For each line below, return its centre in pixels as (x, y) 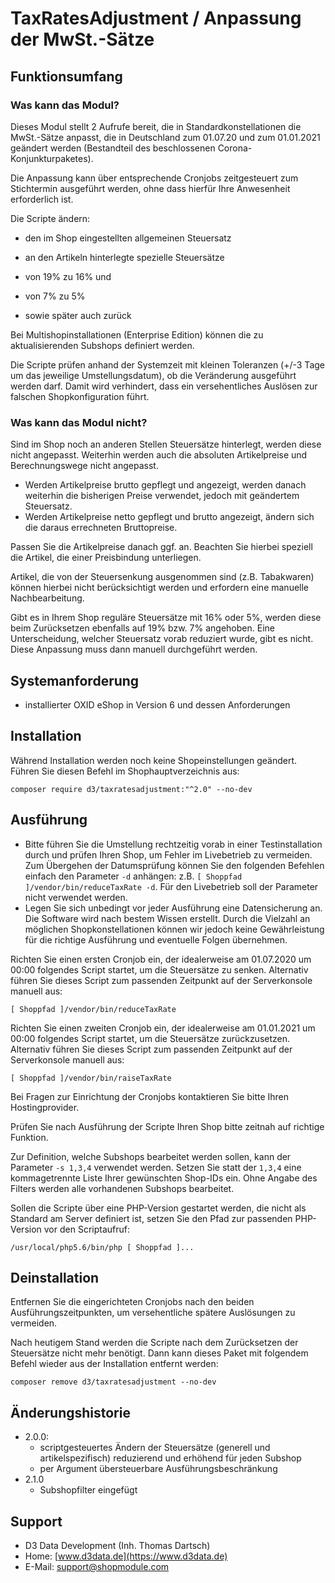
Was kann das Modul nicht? (79, 422)
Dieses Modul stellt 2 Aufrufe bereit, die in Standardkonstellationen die (156, 126)
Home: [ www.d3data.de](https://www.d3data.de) (126, 1556)
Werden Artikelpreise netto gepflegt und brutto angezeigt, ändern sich (169, 517)
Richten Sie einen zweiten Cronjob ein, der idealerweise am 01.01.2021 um (163, 1028)
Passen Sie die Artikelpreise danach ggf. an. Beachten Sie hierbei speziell (161, 547)
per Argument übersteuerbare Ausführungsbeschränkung (158, 1469)
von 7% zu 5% (55, 296)
